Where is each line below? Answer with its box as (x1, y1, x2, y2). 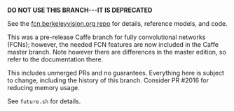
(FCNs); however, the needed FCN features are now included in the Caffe (7, 40, 219, 48)
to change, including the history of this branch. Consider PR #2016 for (7, 76, 209, 84)
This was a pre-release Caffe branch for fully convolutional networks (7, 33, 206, 41)
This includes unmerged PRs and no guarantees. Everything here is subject (7, 69, 224, 77)
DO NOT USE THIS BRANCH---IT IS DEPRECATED (7, 6, 153, 14)
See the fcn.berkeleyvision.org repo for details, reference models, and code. (7, 20, 228, 27)
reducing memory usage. (7, 84, 80, 91)
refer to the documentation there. (7, 55, 104, 64)
